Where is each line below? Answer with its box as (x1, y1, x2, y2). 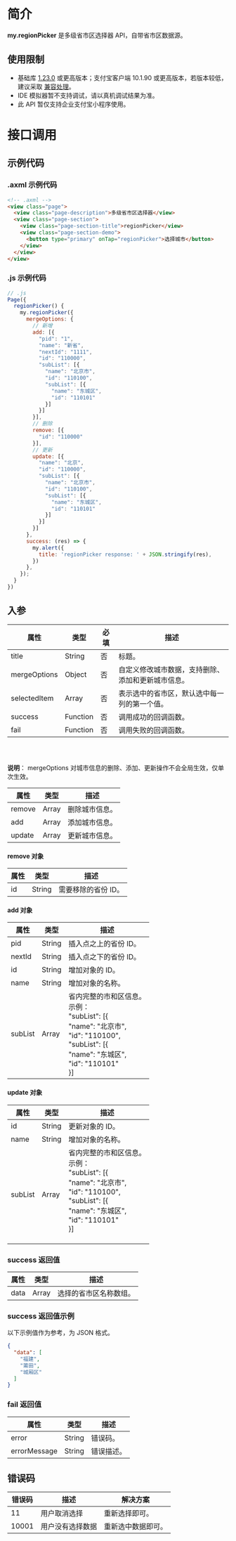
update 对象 (7, 1088, 43, 1097)
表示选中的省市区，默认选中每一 (118, 688, 225, 698)
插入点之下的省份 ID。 (68, 952, 141, 962)
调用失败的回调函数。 (118, 725, 190, 735)
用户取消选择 (40, 1509, 83, 1519)
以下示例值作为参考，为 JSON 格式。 (7, 1329, 114, 1337)
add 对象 (7, 906, 33, 914)
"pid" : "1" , (38, 335, 74, 342)
